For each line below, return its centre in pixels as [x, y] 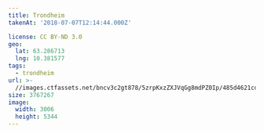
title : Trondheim [37, 15]
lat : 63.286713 [40, 52]
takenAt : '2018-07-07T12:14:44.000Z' [70, 23]
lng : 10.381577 [40, 59]
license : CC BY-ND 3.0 [45, 37]
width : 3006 [35, 110]
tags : [17, 66]
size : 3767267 [31, 95]
